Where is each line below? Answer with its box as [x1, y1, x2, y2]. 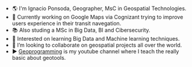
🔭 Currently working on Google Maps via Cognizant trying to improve [11, 14, 184, 20]
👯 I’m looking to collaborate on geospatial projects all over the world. [11, 41, 182, 48]
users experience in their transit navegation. [11, 20, 122, 27]
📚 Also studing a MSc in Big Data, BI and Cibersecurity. [11, 26, 150, 33]
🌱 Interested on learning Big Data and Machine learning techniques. [11, 35, 180, 42]
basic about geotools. [11, 54, 66, 61]
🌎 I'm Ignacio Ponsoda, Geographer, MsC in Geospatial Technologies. [11, 5, 187, 12]
